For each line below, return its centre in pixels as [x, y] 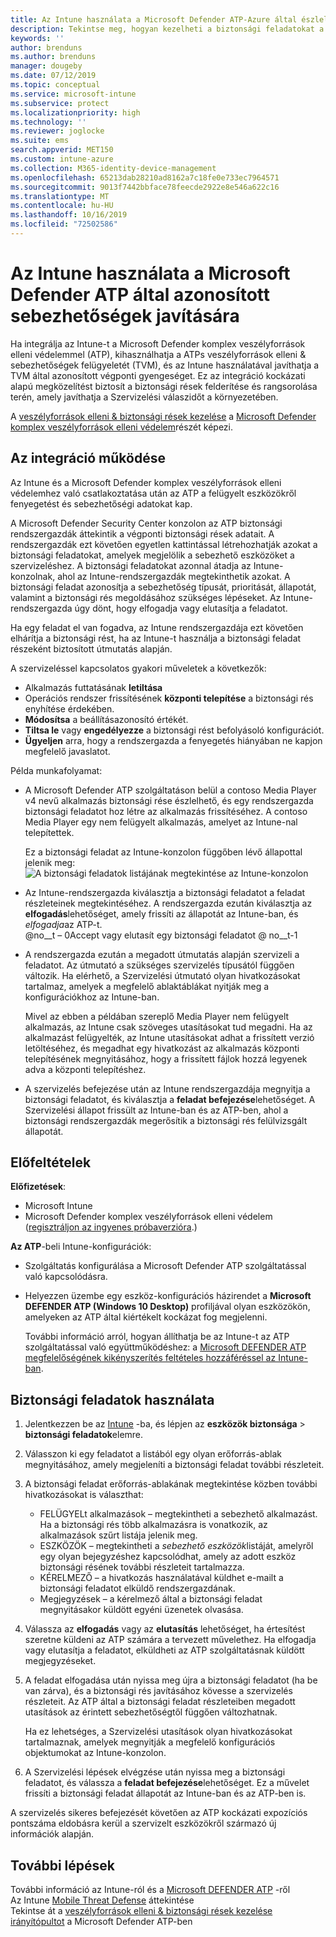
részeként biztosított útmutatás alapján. [91, 648]
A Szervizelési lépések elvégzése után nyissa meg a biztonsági [155, 1772]
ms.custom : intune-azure [62, 159]
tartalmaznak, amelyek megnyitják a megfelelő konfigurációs [150, 1742]
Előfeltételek [51, 1162]
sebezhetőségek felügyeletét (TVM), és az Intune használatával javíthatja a [165, 365]
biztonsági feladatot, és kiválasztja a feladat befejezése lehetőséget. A [170, 1099]
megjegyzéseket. [60, 1661]
